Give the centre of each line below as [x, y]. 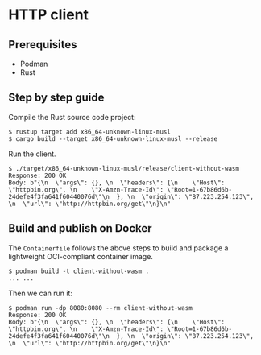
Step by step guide [56, 98]
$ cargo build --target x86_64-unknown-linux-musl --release [113, 138]
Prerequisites [43, 45]
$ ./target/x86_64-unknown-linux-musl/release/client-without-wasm [124, 168]
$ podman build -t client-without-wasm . [79, 271]
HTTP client [49, 15]
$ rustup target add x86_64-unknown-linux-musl [90, 132]
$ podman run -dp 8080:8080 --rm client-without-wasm [101, 308]
